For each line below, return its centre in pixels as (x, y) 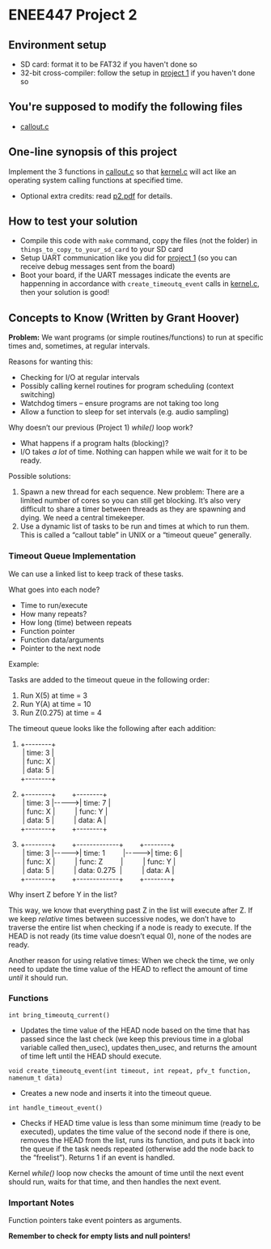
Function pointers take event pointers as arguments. (95, 1221)
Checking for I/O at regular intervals (80, 378)
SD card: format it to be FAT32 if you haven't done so (109, 64)
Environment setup (57, 45)
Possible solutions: (40, 477)
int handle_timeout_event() (56, 1108)
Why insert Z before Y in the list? (63, 894)
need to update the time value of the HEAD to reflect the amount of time (128, 969)
